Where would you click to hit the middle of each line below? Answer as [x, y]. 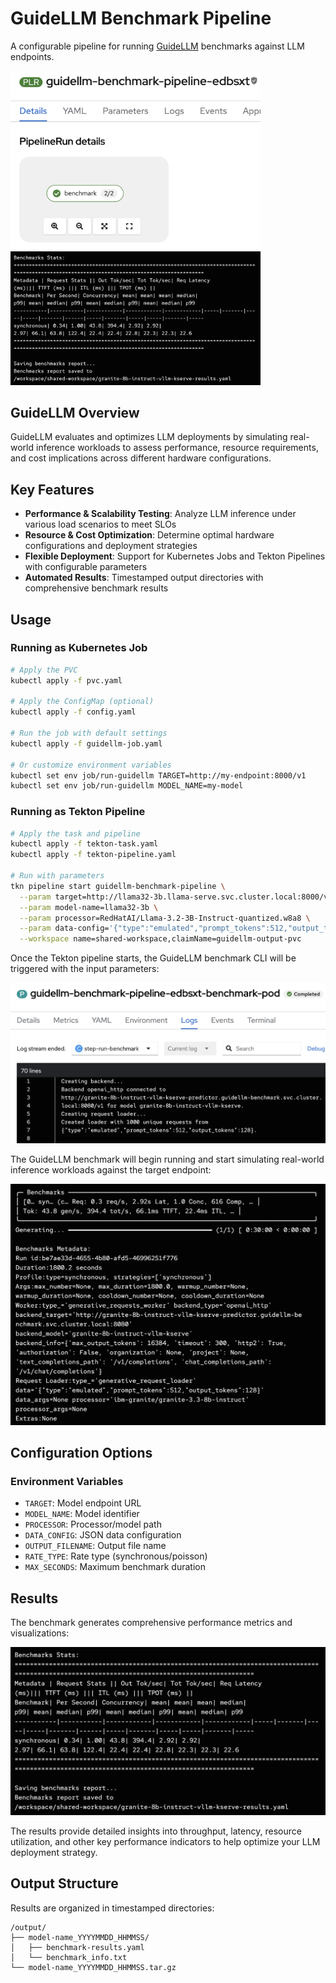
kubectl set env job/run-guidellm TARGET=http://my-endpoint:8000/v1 [158, 775]
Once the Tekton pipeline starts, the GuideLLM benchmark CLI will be [153, 958]
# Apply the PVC [44, 670]
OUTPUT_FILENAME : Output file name [95, 1546]
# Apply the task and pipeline [75, 833]
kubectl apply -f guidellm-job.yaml [86, 743]
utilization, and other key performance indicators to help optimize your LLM [165, 1842]
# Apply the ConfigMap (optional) [82, 702]
